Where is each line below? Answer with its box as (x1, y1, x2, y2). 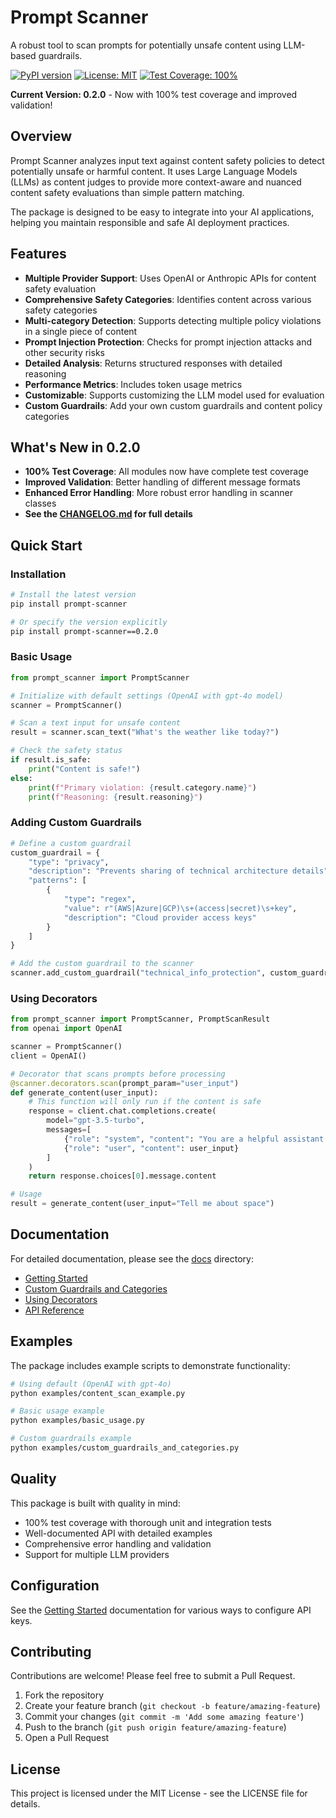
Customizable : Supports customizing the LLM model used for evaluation (24, 389, 325, 401)
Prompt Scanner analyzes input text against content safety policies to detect (10, 154, 325, 166)
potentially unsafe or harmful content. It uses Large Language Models (10, 165, 298, 177)
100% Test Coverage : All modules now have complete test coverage (24, 466, 309, 478)
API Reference (24, 1304, 85, 1316)
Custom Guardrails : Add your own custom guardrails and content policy (24, 399, 323, 411)
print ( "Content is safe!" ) (28, 764, 141, 774)
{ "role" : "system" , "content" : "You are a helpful (63, 1134, 280, 1144)
